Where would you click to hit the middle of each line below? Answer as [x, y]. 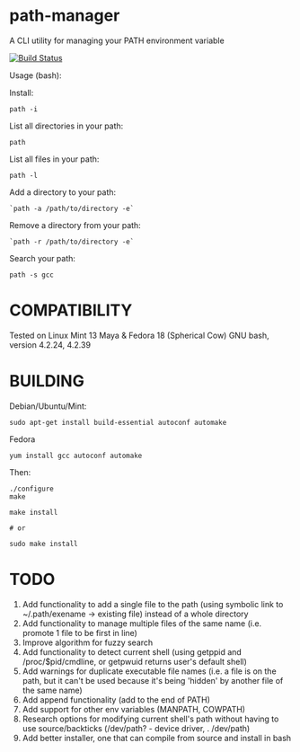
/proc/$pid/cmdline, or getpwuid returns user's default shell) [134, 661]
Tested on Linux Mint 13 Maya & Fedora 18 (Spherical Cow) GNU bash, [139, 335]
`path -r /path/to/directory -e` [72, 242]
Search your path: [43, 258]
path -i [24, 109]
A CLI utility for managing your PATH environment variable [117, 40]
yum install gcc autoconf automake [76, 456]
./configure [31, 489]
